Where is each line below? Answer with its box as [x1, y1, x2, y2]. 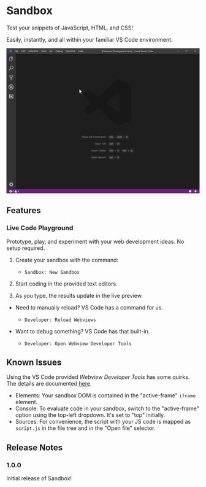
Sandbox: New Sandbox [24, 269, 80, 275]
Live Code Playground [6, 224, 74, 232]
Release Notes [6, 442, 63, 453]
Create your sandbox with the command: [15, 256, 118, 263]
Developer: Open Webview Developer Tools [24, 340, 132, 347]
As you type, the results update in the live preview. [15, 292, 143, 299]
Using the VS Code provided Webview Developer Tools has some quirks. [6, 373, 190, 381]
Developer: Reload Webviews [24, 317, 96, 323]
